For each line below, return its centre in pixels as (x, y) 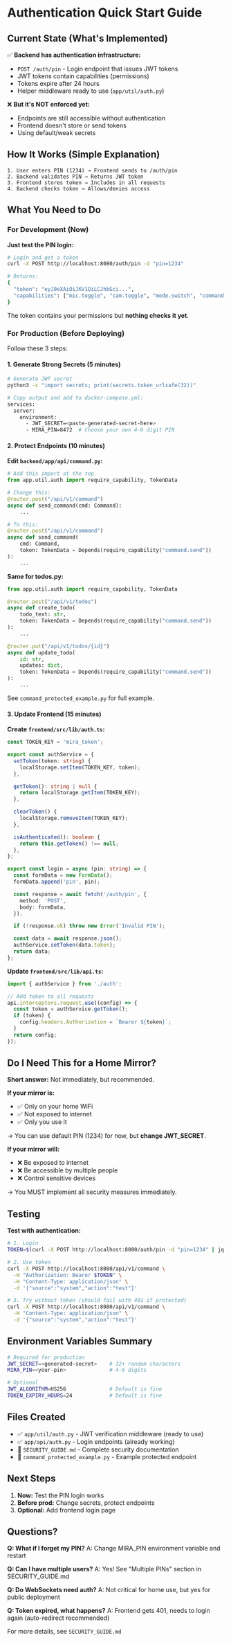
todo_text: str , (43, 614)
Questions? (33, 1532)
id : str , (32, 659)
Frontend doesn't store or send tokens (72, 125)
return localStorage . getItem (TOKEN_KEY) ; (80, 793)
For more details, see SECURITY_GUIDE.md (64, 1632)
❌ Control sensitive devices (56, 1178)
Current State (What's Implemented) (87, 38)
